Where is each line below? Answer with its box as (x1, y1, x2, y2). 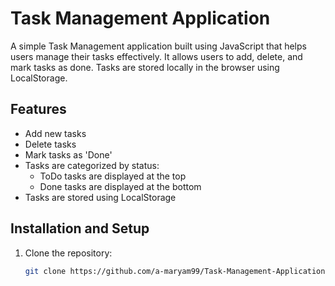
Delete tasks (24, 138, 77, 150)
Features (10, 101, 67, 118)
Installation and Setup (10, 220, 150, 237)
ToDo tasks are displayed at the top (39, 170, 187, 182)
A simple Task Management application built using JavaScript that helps (10, 40, 307, 52)
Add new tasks (24, 127, 87, 139)
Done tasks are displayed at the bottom (39, 180, 202, 192)
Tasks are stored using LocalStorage (24, 191, 177, 203)
